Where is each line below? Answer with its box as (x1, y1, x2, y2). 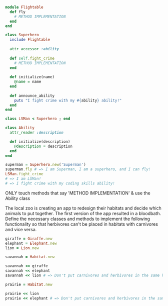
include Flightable (9, 37, 50, 42)
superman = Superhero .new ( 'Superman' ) (5, 162, 86, 167)
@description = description (14, 144, 72, 149)
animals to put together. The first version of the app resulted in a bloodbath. (5, 210, 161, 216)
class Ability (5, 126, 35, 131)
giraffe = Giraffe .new (5, 236, 52, 241)
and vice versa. (5, 226, 37, 232)
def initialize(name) (9, 74, 55, 80)
